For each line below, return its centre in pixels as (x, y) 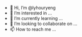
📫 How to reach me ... (33, 29)
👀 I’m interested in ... (31, 13)
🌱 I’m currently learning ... (36, 18)
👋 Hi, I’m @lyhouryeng (33, 8)
